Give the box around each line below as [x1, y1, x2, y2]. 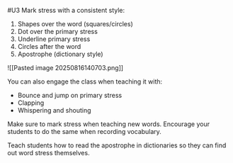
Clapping [17, 99, 45, 107]
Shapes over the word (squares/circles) [17, 20, 133, 28]
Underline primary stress [17, 35, 91, 43]
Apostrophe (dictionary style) [17, 50, 104, 58]
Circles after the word [17, 43, 81, 50]
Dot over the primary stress [17, 28, 98, 35]
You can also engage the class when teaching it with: [7, 77, 163, 86]
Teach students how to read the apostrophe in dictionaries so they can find [7, 141, 227, 150]
